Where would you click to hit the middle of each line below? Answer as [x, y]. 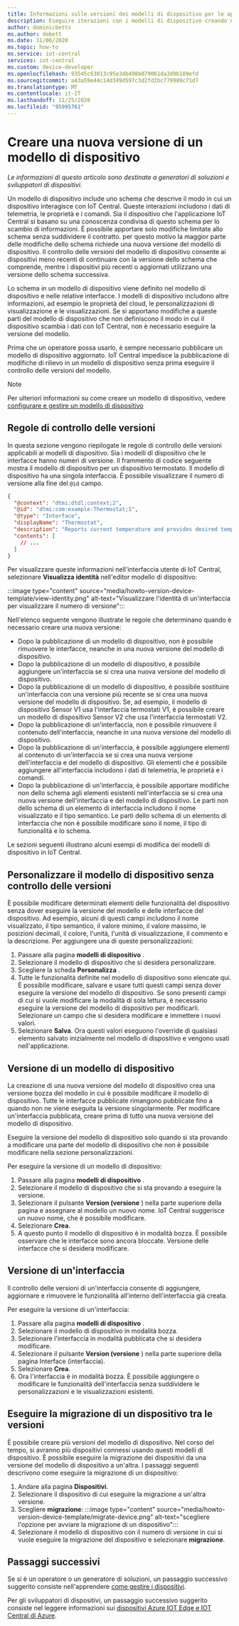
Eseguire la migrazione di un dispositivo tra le [110, 1414]
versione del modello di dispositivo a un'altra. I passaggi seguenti [103, 1465]
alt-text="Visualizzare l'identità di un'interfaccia [161, 599]
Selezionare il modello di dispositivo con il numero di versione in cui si [120, 1532]
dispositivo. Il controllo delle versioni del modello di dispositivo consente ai [117, 251]
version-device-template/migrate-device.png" [85, 1517]
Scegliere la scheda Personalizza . [69, 970]
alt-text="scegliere [182, 1517]
